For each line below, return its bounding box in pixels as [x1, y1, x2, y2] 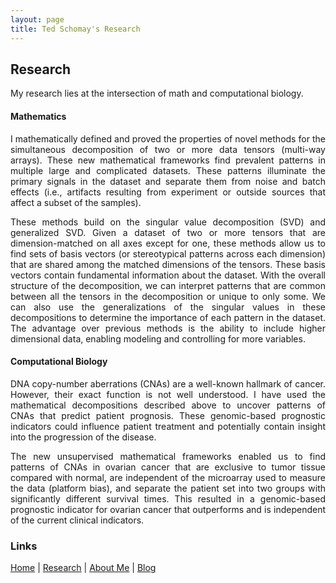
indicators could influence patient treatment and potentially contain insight [10, 420, 326, 432]
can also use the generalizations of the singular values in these [10, 301, 326, 313]
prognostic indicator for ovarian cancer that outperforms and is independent [10, 503, 326, 515]
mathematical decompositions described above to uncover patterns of [10, 399, 326, 411]
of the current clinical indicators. [10, 514, 145, 526]
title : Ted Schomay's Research [10, 24, 141, 34]
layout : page [10, 14, 65, 25]
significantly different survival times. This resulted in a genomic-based [10, 492, 326, 505]
